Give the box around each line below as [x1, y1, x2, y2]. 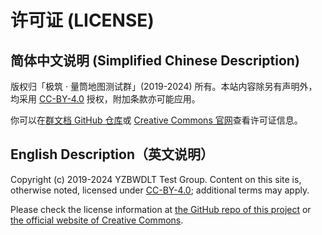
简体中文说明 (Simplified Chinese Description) [10, 52, 300, 69]
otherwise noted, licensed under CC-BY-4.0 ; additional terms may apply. [10, 184, 310, 196]
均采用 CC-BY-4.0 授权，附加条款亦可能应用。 [10, 93, 201, 105]
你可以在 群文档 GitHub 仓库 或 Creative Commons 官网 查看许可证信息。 [10, 114, 303, 126]
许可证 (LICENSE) [10, 9, 155, 32]
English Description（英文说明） [10, 146, 214, 163]
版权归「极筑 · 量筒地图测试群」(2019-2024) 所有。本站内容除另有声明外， [10, 81, 318, 92]
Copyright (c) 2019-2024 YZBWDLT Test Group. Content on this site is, [10, 173, 302, 185]
